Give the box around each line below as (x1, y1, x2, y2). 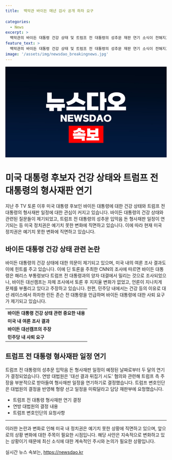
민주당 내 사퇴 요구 (7, 334, 45, 341)
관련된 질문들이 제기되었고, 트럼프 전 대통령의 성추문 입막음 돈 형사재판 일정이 (5, 216, 160, 222)
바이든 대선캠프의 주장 (7, 326, 52, 332)
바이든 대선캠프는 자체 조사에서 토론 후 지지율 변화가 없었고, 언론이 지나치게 (12, 278, 162, 285)
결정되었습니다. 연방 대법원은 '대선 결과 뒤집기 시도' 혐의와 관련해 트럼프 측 (10, 373, 160, 379)
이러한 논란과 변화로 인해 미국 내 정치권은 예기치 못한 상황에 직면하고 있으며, (5, 425, 157, 431)
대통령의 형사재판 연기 (5, 185, 92, 197)
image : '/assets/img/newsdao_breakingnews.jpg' (5, 51, 109, 56)
